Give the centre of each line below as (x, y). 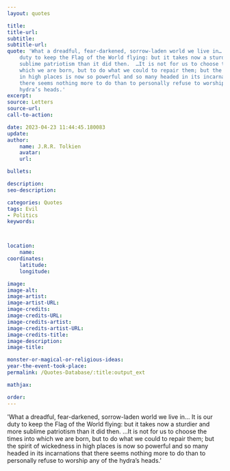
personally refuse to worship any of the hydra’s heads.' (85, 460)
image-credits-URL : (35, 316)
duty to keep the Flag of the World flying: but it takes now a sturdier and (108, 424)
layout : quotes (29, 13)
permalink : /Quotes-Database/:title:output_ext (76, 372)
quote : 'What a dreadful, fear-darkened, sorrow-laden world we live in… (115, 51)
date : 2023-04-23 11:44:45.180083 (56, 127)
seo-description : (32, 190)
